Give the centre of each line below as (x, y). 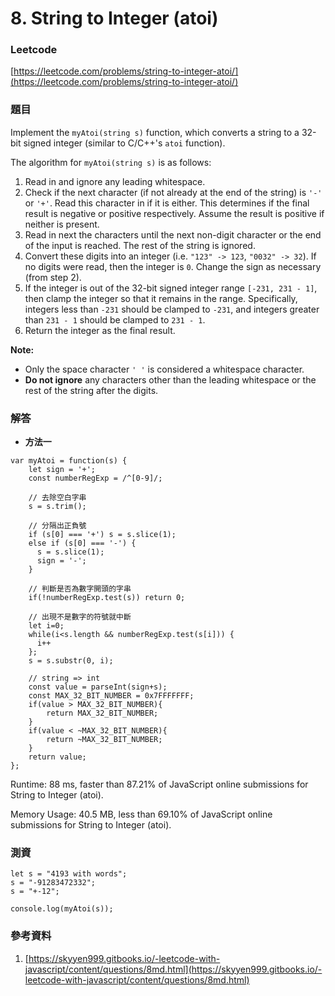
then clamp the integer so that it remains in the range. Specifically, (161, 298)
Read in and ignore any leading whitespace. (115, 181)
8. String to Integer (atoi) (114, 18)
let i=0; (46, 626)
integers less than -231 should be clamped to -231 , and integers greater (172, 309)
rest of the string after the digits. (91, 390)
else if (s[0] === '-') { (82, 543)
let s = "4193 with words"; (69, 874)
